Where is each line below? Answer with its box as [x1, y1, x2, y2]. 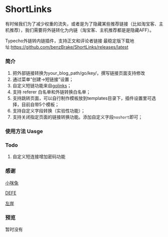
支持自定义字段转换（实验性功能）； [12, 108, 85, 114]
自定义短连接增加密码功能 [12, 154, 66, 160]
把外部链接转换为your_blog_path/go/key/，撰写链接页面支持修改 [12, 70, 145, 76]
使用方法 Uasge [5, 128, 44, 135]
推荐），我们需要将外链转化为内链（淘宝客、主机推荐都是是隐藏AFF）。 [9, 27, 154, 33]
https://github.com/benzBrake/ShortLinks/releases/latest [11, 44, 129, 50]
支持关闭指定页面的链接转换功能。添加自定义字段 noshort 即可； [12, 114, 143, 120]
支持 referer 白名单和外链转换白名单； [12, 89, 91, 95]
